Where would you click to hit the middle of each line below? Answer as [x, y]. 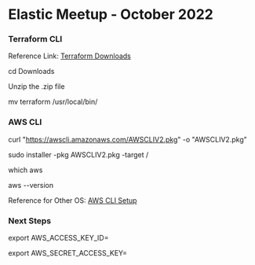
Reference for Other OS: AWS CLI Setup [73, 200]
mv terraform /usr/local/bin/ [53, 102]
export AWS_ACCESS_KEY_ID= [58, 238]
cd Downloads [31, 72]
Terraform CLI [35, 39]
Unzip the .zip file [36, 86]
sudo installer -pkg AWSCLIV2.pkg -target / [78, 154]
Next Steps [30, 220]
